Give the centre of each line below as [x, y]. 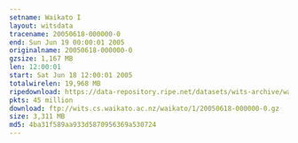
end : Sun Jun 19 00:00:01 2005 [67, 42]
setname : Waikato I [45, 17]
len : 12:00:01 [35, 68]
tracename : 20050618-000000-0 [65, 34]
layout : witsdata [41, 26]
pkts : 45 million [41, 100]
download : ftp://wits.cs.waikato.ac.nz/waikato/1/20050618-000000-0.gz [144, 108]
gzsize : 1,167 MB [41, 59]
